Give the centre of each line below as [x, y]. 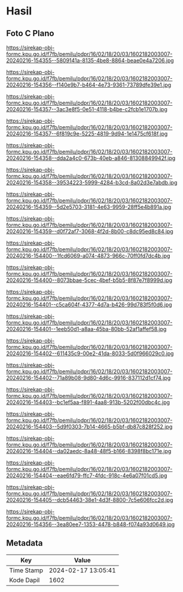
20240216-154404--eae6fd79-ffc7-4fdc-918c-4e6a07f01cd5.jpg [87, 475]
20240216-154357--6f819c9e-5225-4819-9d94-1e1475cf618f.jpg [87, 134]
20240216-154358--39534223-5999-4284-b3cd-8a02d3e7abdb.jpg [92, 182]
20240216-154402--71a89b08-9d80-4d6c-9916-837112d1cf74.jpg [89, 378]
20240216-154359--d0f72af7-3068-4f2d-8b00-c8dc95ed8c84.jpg [90, 231]
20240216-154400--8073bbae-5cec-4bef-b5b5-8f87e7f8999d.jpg [89, 280]
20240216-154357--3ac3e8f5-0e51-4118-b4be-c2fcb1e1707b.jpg [87, 109]
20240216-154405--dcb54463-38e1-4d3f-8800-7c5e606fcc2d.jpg [90, 500]
